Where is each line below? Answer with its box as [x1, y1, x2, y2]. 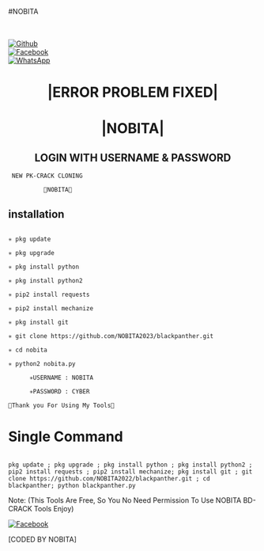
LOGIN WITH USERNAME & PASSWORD [34, 150, 232, 165]
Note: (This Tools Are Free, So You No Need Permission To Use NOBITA [8, 495, 242, 505]
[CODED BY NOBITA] [8, 534, 77, 544]
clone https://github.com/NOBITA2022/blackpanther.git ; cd [8, 474, 211, 482]
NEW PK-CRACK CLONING [11, 172, 83, 180]
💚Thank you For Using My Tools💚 [8, 401, 115, 409]
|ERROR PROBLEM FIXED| [47, 83, 219, 101]
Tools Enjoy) [33, 503, 74, 513]
